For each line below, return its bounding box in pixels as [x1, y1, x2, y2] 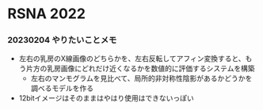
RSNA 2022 [7, 5, 86, 23]
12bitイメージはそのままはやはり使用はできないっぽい [18, 93, 195, 103]
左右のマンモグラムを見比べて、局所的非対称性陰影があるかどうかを [30, 74, 253, 83]
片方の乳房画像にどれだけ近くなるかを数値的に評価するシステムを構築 [25, 64, 255, 74]
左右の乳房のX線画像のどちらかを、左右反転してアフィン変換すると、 [18, 54, 246, 63]
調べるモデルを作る [30, 84, 94, 93]
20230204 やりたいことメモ [7, 35, 117, 46]
